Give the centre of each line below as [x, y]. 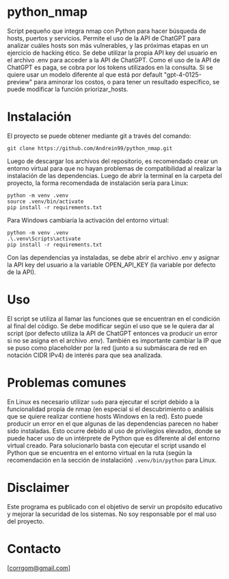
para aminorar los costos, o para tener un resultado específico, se [127, 82]
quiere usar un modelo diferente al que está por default [85, 74]
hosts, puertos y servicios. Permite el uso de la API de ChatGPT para [104, 38]
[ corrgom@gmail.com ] [39, 568]
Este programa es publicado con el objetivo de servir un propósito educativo [115, 506]
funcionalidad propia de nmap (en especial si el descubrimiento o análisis [110, 409]
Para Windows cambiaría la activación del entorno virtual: [88, 220]
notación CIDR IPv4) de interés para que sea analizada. [85, 355]
